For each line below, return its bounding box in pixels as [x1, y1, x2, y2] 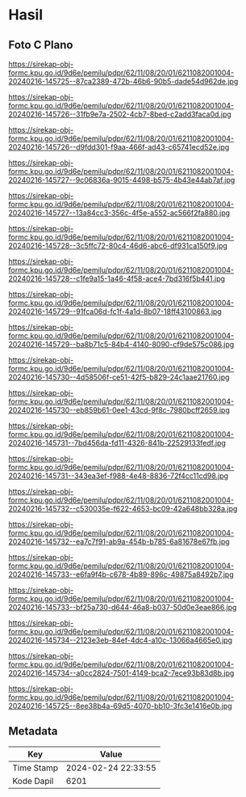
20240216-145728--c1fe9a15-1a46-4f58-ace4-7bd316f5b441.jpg [8, 273, 226, 283]
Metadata [8, 724, 58, 738]
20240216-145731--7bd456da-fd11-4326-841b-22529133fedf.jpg [8, 439, 226, 447]
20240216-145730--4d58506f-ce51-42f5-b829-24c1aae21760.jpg [8, 372, 230, 382]
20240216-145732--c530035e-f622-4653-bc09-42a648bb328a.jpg [8, 504, 238, 513]
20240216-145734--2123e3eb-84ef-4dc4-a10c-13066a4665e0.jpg [8, 635, 232, 645]
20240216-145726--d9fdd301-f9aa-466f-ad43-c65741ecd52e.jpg [8, 142, 230, 151]
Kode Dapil [12, 775, 54, 786]
